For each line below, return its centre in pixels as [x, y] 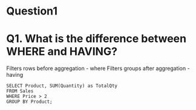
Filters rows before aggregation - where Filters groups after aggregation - [98, 68]
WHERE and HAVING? [62, 52]
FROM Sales [20, 91]
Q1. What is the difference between [96, 39]
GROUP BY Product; [29, 102]
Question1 [32, 11]
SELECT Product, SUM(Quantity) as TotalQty [62, 86]
